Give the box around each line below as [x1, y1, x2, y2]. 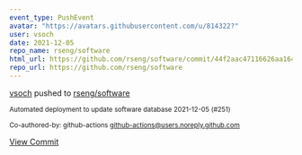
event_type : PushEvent [9, 13, 94, 22]
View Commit [9, 136, 59, 147]
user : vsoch [9, 30, 54, 39]
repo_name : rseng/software [9, 47, 111, 56]
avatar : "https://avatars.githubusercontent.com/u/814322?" [9, 22, 240, 30]
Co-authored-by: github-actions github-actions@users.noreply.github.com [9, 120, 240, 130]
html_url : [9, 55, 47, 64]
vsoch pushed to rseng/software [9, 87, 130, 99]
